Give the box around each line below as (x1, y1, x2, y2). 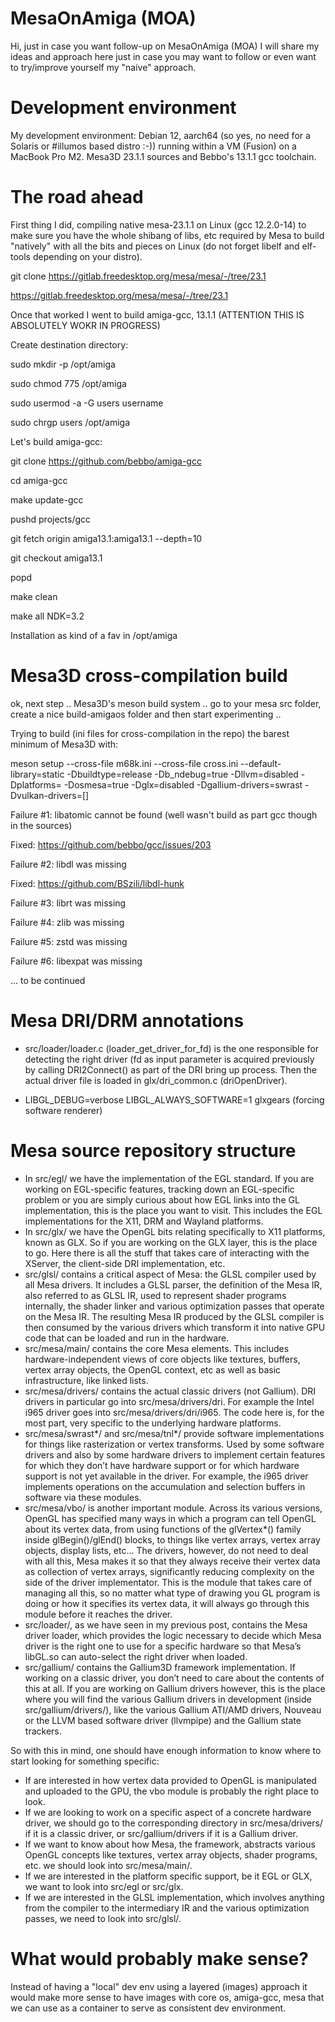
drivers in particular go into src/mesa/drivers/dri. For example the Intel (24, 1395, 315, 1407)
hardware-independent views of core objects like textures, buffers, (24, 1353, 301, 1365)
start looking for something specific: (10, 1755, 160, 1767)
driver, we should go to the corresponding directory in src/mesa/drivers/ (24, 1817, 323, 1829)
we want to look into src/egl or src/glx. (24, 1880, 184, 1892)
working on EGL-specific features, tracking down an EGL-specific (24, 1183, 295, 1195)
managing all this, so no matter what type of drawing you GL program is (24, 1587, 321, 1599)
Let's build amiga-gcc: (10, 435, 103, 447)
